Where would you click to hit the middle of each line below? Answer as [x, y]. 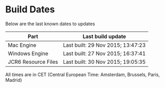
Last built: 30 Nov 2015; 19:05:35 [105, 62]
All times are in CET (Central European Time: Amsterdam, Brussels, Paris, [83, 74]
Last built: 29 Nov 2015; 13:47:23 [105, 45]
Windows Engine [28, 54]
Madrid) [14, 80]
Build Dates [30, 10]
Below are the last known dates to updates [50, 24]
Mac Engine [22, 45]
